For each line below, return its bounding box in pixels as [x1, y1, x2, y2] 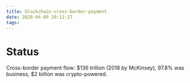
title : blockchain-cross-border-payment [6, 8, 108, 15]
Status [6, 45, 40, 58]
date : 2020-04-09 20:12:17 [6, 14, 73, 20]
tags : [6, 19, 20, 25]
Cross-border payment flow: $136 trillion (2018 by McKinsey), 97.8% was [6, 64, 185, 71]
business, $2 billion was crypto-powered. [6, 71, 108, 78]
